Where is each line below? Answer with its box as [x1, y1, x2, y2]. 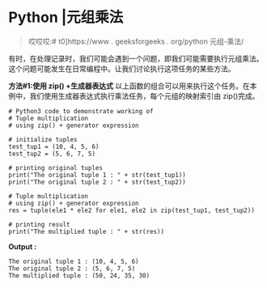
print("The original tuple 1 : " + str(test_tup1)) [8, 171, 186, 179]
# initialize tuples [8, 135, 78, 143]
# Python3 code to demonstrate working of [8, 107, 154, 115]
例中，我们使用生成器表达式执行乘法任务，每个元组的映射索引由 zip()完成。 [8, 91, 260, 100]
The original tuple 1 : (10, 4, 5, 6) [8, 257, 139, 265]
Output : [8, 241, 37, 252]
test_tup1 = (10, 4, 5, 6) [8, 142, 100, 150]
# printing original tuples [8, 163, 104, 172]
